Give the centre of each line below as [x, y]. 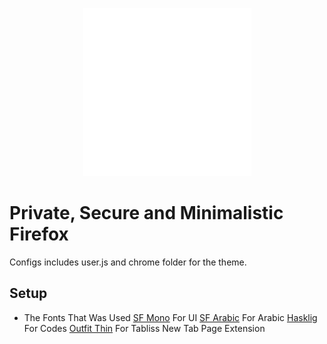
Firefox [39, 234]
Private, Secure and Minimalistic [146, 213]
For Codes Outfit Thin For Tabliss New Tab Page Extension [144, 328]
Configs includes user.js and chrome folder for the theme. [128, 262]
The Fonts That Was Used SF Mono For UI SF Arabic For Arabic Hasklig [170, 317]
